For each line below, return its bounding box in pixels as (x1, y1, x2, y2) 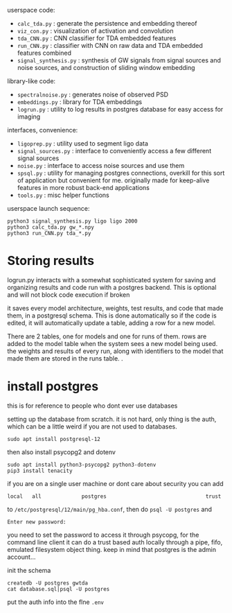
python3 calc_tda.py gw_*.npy (7, 224, 95, 231)
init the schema (7, 566, 51, 574)
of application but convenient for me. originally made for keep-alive (17, 176, 210, 184)
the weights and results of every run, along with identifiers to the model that (7, 347, 224, 355)
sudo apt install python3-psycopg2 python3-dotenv (7, 461, 157, 468)
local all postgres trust (7, 492, 222, 500)
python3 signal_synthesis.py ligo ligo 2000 (7, 218, 138, 225)
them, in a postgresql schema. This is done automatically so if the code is (7, 311, 217, 320)
